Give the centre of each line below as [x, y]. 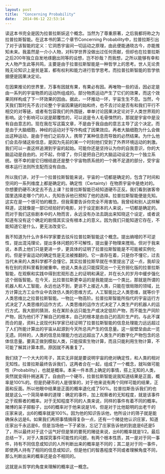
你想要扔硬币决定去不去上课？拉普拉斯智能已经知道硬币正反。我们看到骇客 [80, 189]
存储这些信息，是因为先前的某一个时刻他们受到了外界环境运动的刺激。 [89, 142]
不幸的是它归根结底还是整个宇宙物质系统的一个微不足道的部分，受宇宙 [89, 161]
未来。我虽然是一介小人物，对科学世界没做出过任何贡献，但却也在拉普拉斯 [84, 52]
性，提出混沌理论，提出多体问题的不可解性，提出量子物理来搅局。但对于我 [80, 243]
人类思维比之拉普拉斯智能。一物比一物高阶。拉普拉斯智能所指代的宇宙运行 [80, 298]
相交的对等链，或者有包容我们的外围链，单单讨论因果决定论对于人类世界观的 [82, 112]
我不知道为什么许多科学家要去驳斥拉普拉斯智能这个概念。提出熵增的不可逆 [80, 237]
